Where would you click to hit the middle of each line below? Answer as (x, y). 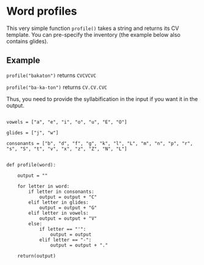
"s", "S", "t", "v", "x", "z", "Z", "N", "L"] (67, 149)
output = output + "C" (68, 197)
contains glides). (27, 41)
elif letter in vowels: (59, 213)
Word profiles (42, 11)
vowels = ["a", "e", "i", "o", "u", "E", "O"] (67, 122)
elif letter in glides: (59, 202)
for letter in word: (43, 186)
